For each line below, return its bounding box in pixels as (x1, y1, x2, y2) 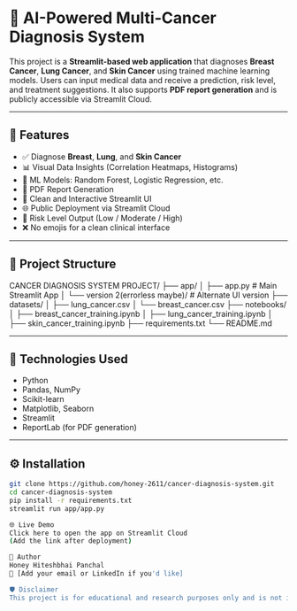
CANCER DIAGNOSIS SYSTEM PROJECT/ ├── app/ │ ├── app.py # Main (9, 280, 278, 290)
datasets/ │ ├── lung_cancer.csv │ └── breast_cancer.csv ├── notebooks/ (9, 298, 287, 309)
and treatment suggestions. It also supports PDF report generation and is (9, 84, 278, 95)
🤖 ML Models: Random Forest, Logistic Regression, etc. (21, 174, 224, 185)
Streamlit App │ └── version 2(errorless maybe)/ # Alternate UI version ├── (9, 290, 288, 300)
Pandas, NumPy (21, 384, 81, 395)
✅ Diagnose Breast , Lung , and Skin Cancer (21, 151, 182, 162)
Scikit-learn (21, 394, 65, 405)
